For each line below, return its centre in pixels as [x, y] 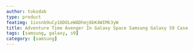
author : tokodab [26, 11]
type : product [24, 17]
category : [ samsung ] [32, 39]
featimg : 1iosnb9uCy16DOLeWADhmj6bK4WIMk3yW [62, 22]
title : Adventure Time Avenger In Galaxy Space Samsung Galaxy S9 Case [97, 28]
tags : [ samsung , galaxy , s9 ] [42, 33]
